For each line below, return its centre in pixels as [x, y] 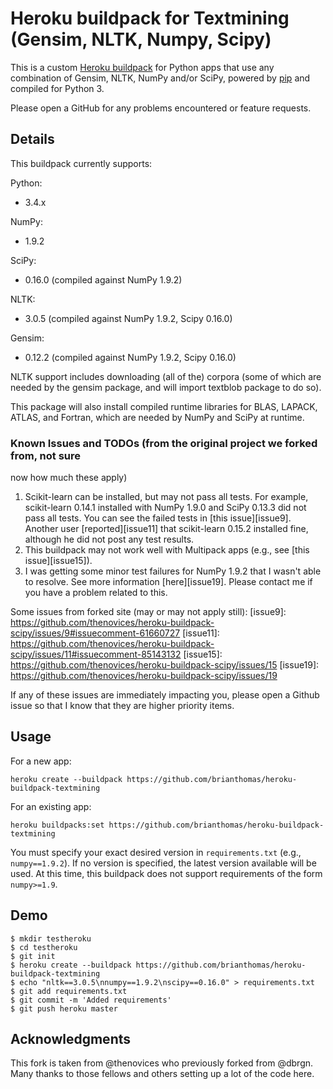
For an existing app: [51, 806]
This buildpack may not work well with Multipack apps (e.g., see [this [167, 550]
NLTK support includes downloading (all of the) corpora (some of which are [166, 376]
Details [32, 139]
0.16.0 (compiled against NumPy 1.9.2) [103, 279]
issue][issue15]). [58, 561]
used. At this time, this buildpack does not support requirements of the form [166, 873]
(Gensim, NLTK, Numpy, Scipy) [141, 39]
